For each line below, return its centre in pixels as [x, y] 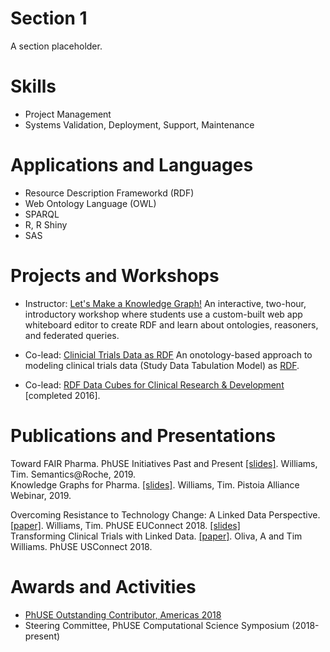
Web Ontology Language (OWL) [90, 203]
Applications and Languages [132, 165]
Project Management [68, 114]
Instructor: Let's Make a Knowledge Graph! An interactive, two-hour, [165, 303]
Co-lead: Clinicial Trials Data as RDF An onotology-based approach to [168, 354]
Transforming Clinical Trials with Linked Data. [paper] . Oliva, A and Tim [156, 536]
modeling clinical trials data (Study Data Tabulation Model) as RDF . [162, 365]
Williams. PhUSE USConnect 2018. [81, 546]
